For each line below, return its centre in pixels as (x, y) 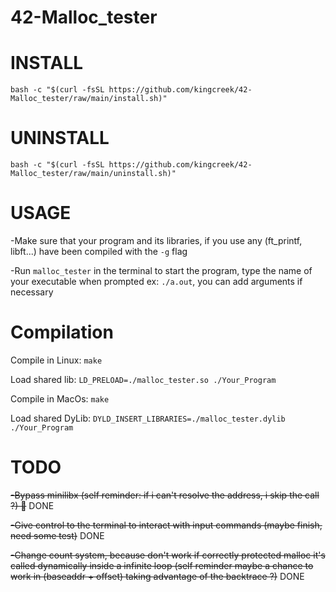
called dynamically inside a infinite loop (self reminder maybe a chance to (162, 565)
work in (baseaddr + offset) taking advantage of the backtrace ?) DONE (157, 576)
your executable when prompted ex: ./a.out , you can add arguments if (156, 281)
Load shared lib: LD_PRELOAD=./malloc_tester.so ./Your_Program (143, 379)
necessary (32, 292)
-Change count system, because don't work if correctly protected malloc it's (168, 555)
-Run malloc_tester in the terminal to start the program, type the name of (161, 270)
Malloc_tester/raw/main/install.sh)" (89, 99)
